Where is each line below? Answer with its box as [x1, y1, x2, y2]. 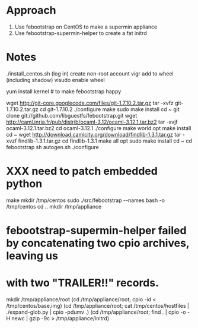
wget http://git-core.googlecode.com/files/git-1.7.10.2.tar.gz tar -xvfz [6, 99, 174, 106]
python [6, 177, 43, 191]
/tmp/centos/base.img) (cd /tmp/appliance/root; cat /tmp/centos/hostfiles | [6, 302, 190, 309]
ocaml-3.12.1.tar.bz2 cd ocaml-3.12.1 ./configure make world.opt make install [6, 124, 191, 131]
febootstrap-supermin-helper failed [6, 224, 187, 237]
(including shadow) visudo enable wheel [6, 76, 105, 83]
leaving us [6, 249, 58, 262]
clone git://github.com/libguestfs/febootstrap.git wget [6, 112, 138, 119]
